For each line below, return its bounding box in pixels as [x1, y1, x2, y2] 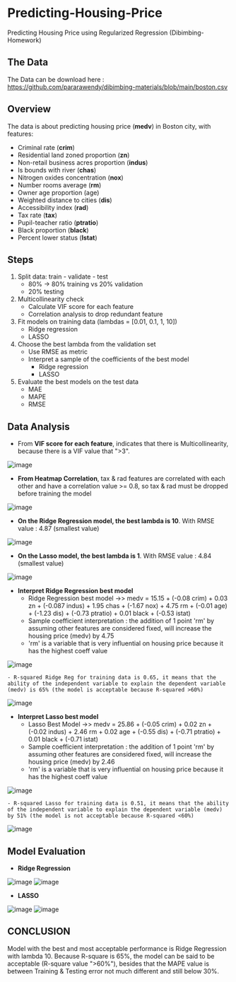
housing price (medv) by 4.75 [28, 631, 114, 641]
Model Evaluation [7, 845, 86, 857]
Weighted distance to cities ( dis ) [17, 196, 112, 204]
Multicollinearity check [17, 295, 84, 303]
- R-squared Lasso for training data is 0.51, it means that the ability [7, 800, 230, 807]
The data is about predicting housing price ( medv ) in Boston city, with [7, 122, 211, 130]
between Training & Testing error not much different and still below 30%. [7, 966, 220, 975]
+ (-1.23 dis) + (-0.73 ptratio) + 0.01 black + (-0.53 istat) [28, 609, 191, 618]
